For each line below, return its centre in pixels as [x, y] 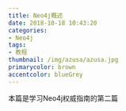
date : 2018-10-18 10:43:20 [53, 23]
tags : [17, 45]
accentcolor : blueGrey [46, 75]
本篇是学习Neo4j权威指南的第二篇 [63, 98]
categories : [28, 30]
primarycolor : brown [42, 67]
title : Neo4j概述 [36, 15]
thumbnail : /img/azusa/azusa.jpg [63, 60]
